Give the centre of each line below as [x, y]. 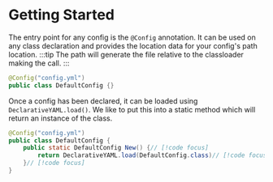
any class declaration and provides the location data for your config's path [133, 45]
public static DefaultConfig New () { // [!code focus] [116, 148]
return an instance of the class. [61, 118]
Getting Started [62, 15]
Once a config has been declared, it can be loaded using [103, 101]
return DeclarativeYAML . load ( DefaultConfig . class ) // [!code [141, 155]
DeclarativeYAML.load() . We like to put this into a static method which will [132, 109]
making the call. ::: [39, 63]
